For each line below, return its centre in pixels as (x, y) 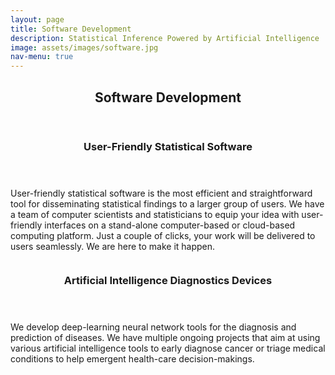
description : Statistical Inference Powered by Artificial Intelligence (165, 38)
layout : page (37, 19)
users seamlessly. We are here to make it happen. (113, 246)
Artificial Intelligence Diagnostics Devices (168, 281)
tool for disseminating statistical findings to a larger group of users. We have (167, 203)
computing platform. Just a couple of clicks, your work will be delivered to (163, 235)
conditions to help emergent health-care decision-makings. (132, 359)
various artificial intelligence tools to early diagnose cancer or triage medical (168, 348)
